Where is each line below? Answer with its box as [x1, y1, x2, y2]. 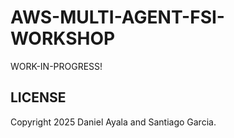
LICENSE [10, 89, 67, 106]
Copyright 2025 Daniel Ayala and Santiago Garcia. [10, 116, 217, 128]
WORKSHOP [10, 27, 116, 50]
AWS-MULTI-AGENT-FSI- [10, 6, 225, 29]
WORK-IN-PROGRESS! [10, 60, 103, 72]
